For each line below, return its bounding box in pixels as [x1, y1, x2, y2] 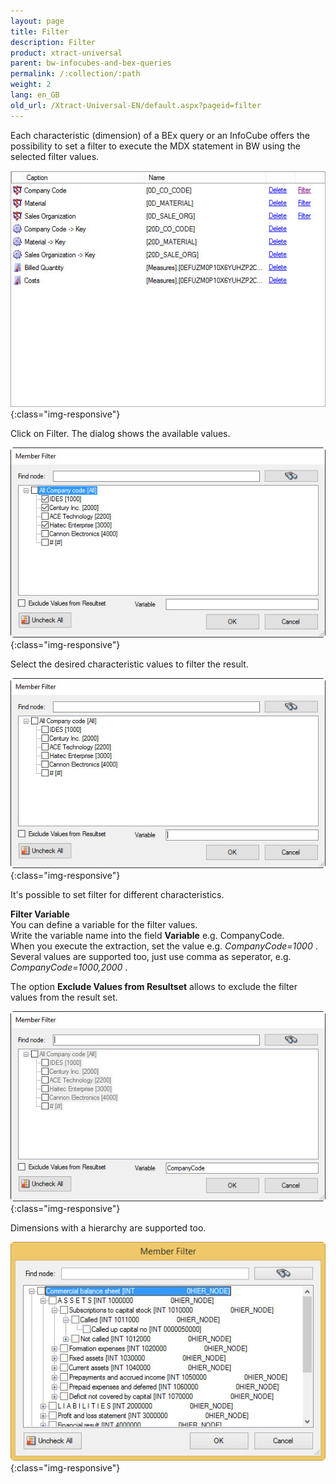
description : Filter [10, 37, 97, 47]
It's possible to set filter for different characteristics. [10, 889, 225, 901]
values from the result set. [10, 991, 118, 1004]
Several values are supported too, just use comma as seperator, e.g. [10, 951, 292, 963]
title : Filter [10, 26, 70, 37]
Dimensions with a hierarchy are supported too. [10, 1222, 207, 1234]
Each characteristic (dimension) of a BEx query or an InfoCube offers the [10, 129, 310, 141]
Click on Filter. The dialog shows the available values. [10, 428, 231, 440]
